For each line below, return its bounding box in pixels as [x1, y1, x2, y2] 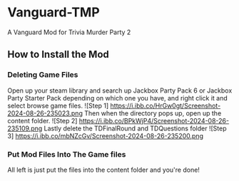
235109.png [7, 124, 43, 133]
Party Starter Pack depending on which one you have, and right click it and [7, 93, 228, 102]
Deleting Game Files [7, 70, 78, 80]
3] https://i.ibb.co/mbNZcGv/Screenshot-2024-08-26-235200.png [7, 131, 203, 140]
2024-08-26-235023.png [7, 108, 83, 118]
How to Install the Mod [7, 48, 109, 61]
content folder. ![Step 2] [7, 116, 78, 125]
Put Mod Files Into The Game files [7, 149, 126, 159]
